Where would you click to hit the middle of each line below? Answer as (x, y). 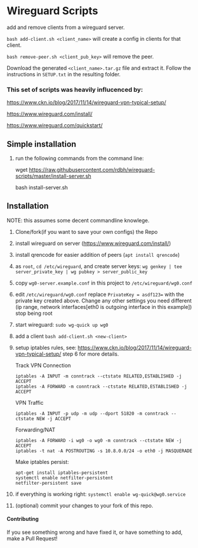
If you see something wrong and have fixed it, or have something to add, (95, 532)
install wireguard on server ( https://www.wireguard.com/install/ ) (93, 243)
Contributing (23, 519)
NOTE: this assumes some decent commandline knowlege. (78, 220)
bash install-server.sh (42, 188)
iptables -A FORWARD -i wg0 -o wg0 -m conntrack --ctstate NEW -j (98, 440)
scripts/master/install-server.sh (53, 176)
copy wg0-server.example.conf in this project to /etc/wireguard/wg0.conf (104, 283)
